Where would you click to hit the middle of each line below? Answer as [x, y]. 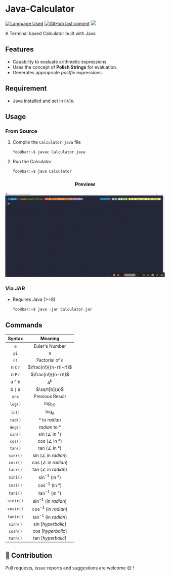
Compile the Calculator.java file [47, 142]
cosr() [15, 463]
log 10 [50, 404]
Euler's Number [50, 346]
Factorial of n [50, 360]
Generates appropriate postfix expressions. [58, 72]
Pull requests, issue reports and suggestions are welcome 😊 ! [70, 568]
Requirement [26, 89]
